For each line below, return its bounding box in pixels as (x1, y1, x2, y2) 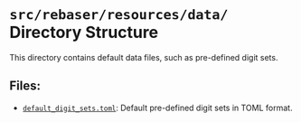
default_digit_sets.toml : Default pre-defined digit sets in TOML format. (22, 102, 293, 113)
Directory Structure (9, 23, 159, 42)
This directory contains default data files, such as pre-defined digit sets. (9, 52, 278, 62)
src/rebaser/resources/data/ (9, 6, 229, 23)
